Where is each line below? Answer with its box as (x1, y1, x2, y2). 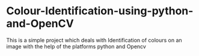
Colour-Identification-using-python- (6, 4, 194, 18)
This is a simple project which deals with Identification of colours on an (6, 36, 182, 43)
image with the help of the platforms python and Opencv (6, 43, 146, 50)
